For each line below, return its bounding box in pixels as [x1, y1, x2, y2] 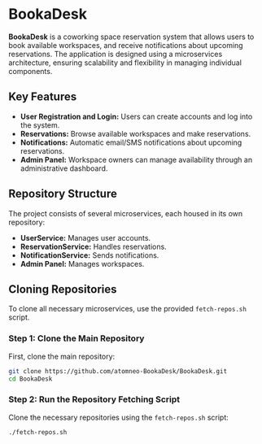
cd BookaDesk [8, 375, 53, 383]
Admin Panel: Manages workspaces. [20, 259, 145, 268]
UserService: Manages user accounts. [20, 233, 151, 242]
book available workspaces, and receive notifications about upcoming [8, 40, 243, 50]
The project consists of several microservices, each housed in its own [8, 208, 243, 218]
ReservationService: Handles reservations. [20, 242, 167, 251]
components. [8, 66, 53, 76]
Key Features [8, 90, 77, 104]
